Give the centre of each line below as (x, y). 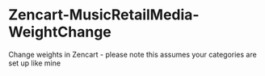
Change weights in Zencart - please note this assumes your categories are (132, 54)
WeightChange (60, 32)
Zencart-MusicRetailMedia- (104, 15)
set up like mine (35, 63)
